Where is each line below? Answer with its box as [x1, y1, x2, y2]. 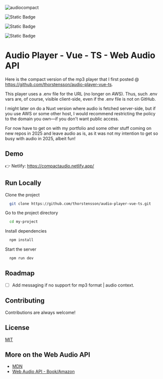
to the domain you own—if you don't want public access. [5, 116, 119, 122]
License [5, 324, 30, 332]
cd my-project [9, 219, 38, 224]
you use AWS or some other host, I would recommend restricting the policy [5, 110, 156, 116]
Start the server [5, 246, 36, 253]
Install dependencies [5, 228, 47, 234]
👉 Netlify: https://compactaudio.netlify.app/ [5, 163, 94, 169]
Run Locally [5, 179, 41, 187]
